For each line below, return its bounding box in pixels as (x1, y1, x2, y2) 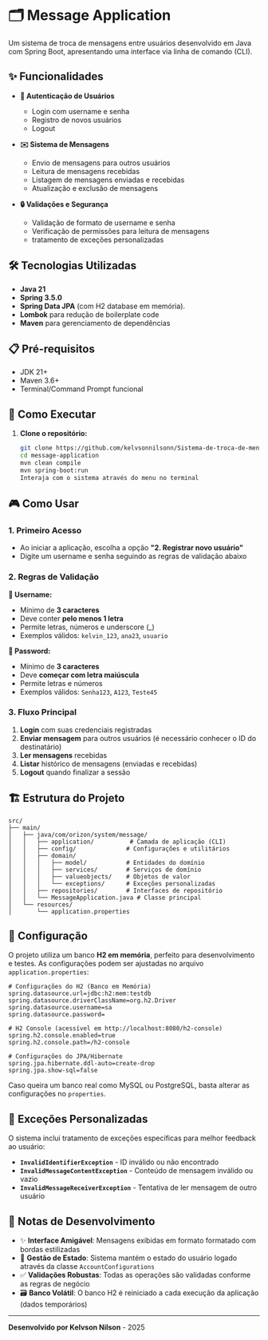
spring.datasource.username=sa (8, 1004, 112, 1012)
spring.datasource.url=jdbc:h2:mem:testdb (8, 989, 152, 998)
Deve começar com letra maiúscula (19, 670, 140, 680)
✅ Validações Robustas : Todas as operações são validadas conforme (19, 1271, 251, 1280)
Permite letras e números (19, 678, 104, 688)
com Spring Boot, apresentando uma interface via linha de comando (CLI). (8, 46, 253, 56)
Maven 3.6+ (19, 376, 60, 386)
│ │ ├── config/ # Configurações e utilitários (8, 844, 230, 853)
